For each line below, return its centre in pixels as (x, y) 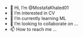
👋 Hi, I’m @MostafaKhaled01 (39, 8)
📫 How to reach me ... (33, 29)
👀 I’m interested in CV (32, 13)
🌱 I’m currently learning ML (38, 18)
